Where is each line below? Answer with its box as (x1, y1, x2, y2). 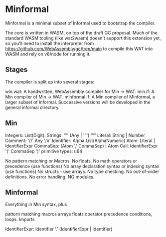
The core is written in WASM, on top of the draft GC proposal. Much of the (5, 29, 158, 35)
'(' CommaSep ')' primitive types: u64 (5, 148, 83, 154)
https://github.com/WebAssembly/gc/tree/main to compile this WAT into (5, 45, 153, 51)
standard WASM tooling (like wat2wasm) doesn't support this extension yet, (5, 35, 161, 41)
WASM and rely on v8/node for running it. (5, 51, 91, 57)
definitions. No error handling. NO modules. (5, 173, 95, 179)
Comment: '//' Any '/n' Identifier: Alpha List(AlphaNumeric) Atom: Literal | (5, 137, 156, 143)
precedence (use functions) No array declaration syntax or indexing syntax (5, 163, 160, 169)
